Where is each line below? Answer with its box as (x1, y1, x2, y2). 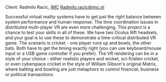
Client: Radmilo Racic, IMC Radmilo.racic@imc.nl (5, 4, 105, 10)
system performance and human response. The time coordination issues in (5, 19, 159, 25)
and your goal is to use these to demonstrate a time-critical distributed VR (5, 35, 156, 41)
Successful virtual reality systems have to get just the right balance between (5, 14, 162, 19)
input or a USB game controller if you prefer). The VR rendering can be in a (5, 50, 158, 56)
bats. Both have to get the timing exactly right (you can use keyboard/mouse (5, 45, 162, 51)
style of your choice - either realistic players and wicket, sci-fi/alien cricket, (5, 56, 160, 61)
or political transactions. (5, 72, 55, 77)
